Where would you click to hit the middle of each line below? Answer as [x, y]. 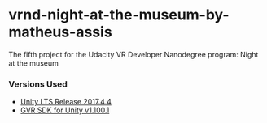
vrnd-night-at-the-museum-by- [119, 15]
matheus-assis [60, 32]
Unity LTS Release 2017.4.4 [66, 102]
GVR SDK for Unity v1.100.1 [65, 110]
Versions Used [38, 84]
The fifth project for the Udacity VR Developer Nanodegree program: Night [133, 54]
